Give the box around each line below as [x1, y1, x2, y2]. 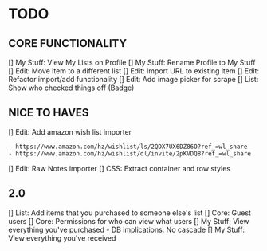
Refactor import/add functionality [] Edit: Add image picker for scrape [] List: [8, 75, 259, 84]
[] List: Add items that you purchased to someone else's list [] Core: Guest [8, 208, 251, 218]
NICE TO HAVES [8, 106, 89, 120]
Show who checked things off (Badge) [8, 83, 135, 92]
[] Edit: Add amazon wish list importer [8, 127, 132, 136]
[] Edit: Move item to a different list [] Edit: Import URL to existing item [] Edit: [8, 66, 260, 76]
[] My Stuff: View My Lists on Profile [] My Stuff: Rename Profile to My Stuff [8, 57, 256, 67]
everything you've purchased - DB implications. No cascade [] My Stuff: [8, 225, 245, 234]
